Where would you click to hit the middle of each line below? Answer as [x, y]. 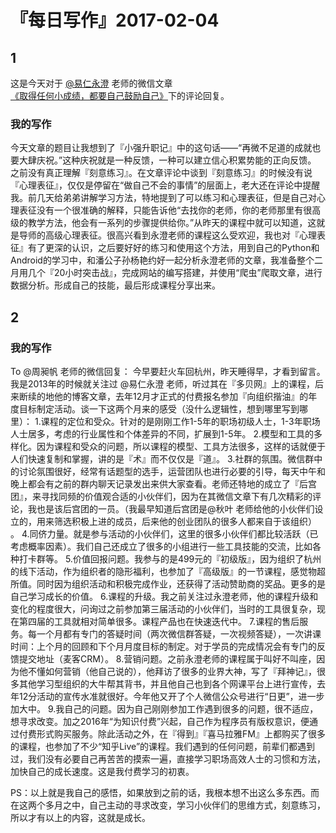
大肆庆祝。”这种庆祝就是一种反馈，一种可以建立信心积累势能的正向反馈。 [167, 160]
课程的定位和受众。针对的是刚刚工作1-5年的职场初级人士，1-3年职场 [180, 421]
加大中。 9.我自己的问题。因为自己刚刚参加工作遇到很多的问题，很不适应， [164, 708]
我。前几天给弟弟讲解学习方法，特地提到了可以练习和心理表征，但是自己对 [163, 198]
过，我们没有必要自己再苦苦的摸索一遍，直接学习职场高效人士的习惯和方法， [168, 758]
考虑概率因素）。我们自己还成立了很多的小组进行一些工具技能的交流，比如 [161, 546]
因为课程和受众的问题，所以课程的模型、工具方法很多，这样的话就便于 [181, 446]
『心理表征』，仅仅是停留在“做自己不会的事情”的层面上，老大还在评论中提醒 [165, 185]
